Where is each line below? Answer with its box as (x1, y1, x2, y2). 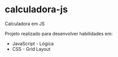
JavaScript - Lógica (12, 40, 54, 47)
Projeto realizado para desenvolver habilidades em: (5, 30, 113, 36)
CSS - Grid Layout (12, 46, 51, 52)
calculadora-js (5, 4, 68, 15)
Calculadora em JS (5, 21, 45, 27)
